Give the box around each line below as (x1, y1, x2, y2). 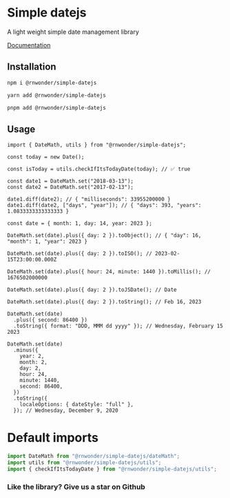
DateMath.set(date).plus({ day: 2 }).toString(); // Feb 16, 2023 (7, 299, 202, 306)
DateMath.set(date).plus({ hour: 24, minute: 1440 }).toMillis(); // (7, 268, 211, 275)
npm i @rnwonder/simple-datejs (7, 79, 97, 86)
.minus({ (13, 347, 39, 354)
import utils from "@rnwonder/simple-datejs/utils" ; (7, 459, 162, 466)
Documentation (7, 41, 51, 49)
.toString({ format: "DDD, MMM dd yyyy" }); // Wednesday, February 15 (13, 323, 224, 330)
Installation (7, 61, 56, 73)
